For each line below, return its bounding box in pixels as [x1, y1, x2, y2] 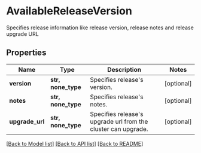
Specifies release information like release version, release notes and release [6, 24, 194, 31]
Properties [6, 48, 47, 58]
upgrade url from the [89, 117, 148, 126]
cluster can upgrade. [89, 124, 148, 133]
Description [107, 65, 142, 74]
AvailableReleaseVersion [6, 4, 133, 18]
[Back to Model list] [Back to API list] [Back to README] [6, 140, 144, 147]
